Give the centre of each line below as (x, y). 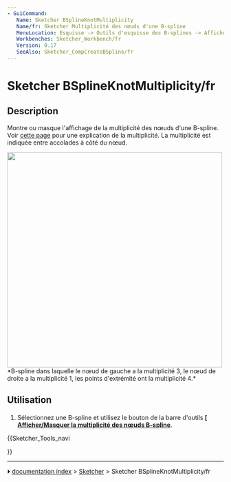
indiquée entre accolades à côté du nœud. (67, 143)
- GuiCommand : (27, 13)
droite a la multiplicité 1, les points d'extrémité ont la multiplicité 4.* (101, 378)
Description (33, 111)
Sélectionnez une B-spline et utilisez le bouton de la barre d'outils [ (112, 417)
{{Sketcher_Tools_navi (38, 438)
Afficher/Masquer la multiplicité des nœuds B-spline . (95, 425)
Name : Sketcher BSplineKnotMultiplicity (75, 20)
